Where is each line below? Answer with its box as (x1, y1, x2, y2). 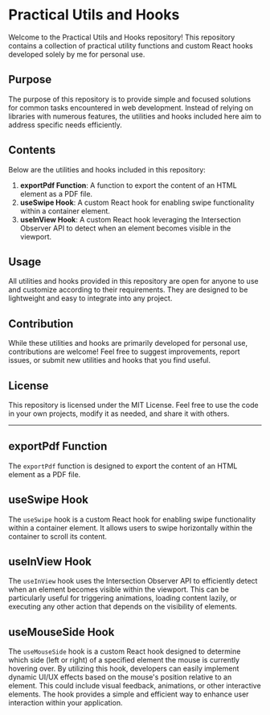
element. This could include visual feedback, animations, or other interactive (8, 681, 261, 691)
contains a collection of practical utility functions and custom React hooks (8, 40, 253, 50)
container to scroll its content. (8, 531, 107, 541)
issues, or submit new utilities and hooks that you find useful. (8, 355, 211, 365)
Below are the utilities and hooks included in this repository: (8, 164, 207, 174)
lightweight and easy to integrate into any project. (8, 293, 173, 303)
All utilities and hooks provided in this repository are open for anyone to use (8, 276, 259, 286)
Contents (8, 143, 56, 157)
